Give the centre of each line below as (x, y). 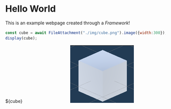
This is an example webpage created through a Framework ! (68, 23)
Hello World (31, 9)
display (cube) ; (21, 38)
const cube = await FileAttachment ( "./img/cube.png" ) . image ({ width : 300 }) (85, 33)
